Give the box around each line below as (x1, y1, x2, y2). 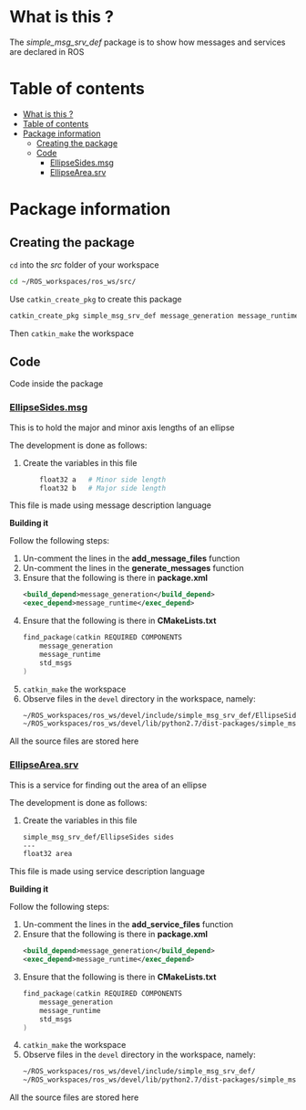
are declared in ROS (9, 46, 85, 57)
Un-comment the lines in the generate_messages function (22, 563, 244, 574)
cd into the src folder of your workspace (9, 259, 159, 270)
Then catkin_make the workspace (9, 327, 135, 339)
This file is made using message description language (9, 500, 212, 511)
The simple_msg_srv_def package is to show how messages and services (9, 37, 286, 48)
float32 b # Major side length (39, 483, 167, 492)
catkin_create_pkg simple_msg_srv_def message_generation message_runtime (9, 311, 300, 321)
